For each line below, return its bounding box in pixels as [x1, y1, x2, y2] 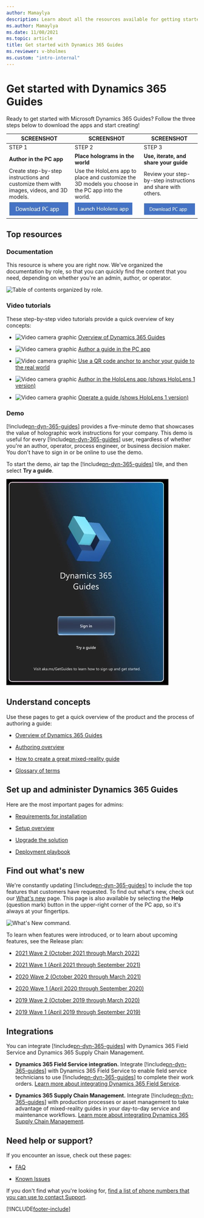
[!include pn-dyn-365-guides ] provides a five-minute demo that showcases [6, 422, 194, 430]
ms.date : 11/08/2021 [6, 29, 59, 35]
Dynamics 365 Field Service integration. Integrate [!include [15, 1061, 166, 1068]
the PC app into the [75, 186, 123, 194]
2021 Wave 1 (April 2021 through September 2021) [15, 961, 141, 969]
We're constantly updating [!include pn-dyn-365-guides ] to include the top [6, 882, 192, 889]
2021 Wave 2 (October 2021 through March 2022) [15, 949, 140, 957]
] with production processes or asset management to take [44, 1099, 189, 1106]
